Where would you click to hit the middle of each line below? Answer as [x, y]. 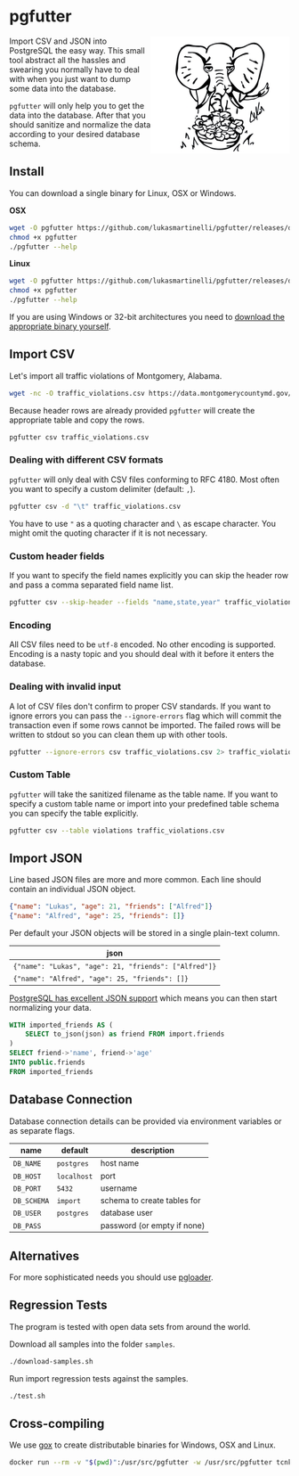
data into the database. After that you [77, 115]
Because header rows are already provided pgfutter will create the [132, 410]
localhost [75, 1177]
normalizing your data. [50, 1007]
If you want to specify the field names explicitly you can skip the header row [149, 576]
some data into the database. [63, 88]
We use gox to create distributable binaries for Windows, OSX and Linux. [142, 1445]
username [119, 1188]
